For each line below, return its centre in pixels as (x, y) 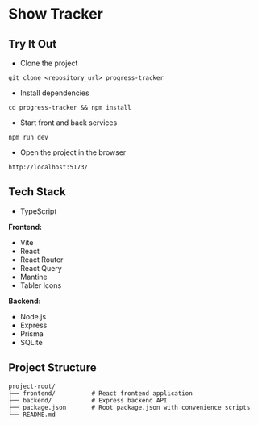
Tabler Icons (41, 285)
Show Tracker (56, 14)
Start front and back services (69, 123)
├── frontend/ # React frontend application (101, 393)
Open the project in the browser (73, 152)
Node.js (33, 316)
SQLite (31, 342)
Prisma (32, 333)
